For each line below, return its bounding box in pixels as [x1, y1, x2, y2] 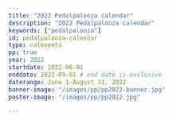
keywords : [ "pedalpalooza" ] [8, 26, 102, 34]
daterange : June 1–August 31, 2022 [8, 78, 127, 86]
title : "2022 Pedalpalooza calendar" [8, 11, 134, 20]
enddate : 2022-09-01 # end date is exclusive [8, 71, 162, 79]
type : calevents [8, 41, 62, 49]
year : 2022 [8, 56, 45, 64]
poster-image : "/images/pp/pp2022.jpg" [8, 93, 141, 101]
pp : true [8, 48, 37, 56]
